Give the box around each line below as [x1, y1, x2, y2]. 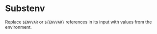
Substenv [5, 3, 45, 14]
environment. [5, 24, 32, 30]
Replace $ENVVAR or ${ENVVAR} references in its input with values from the [5, 19, 152, 25]
